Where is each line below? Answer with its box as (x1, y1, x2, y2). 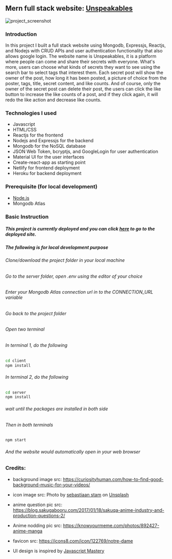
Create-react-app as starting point (12, 159, 86, 166)
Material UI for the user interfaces (12, 154, 85, 160)
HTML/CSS (12, 127, 37, 133)
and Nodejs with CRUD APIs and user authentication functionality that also (5, 48, 163, 54)
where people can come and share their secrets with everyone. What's (5, 59, 155, 65)
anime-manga (12, 528, 43, 534)
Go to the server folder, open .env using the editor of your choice (5, 273, 143, 279)
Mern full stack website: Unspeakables (5, 4, 133, 13)
